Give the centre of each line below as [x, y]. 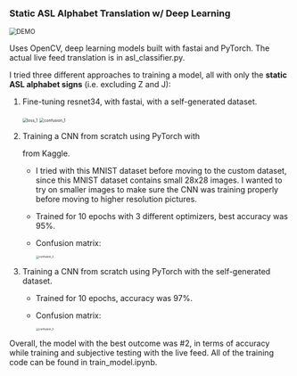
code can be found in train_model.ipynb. [83, 362]
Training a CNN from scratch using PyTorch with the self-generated [146, 271]
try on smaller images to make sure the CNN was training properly [157, 190]
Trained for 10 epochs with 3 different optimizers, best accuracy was [161, 217]
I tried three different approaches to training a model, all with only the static [148, 75]
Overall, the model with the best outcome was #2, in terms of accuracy [140, 343]
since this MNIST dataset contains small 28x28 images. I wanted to [159, 180]
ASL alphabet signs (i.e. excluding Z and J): [90, 85]
